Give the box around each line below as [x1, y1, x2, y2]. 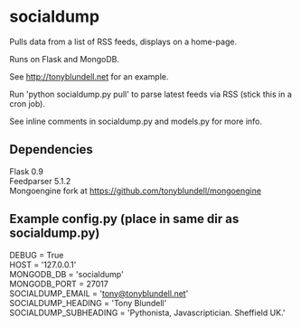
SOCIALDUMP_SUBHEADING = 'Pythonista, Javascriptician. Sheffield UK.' [9, 307, 286, 318]
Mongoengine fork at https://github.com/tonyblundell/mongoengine [9, 185, 262, 196]
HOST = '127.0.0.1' [9, 259, 77, 270]
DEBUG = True [9, 249, 64, 260]
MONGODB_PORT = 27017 [9, 278, 108, 289]
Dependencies [9, 142, 93, 157]
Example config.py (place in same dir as [9, 211, 240, 227]
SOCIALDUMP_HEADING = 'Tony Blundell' [9, 297, 167, 308]
